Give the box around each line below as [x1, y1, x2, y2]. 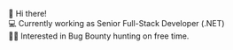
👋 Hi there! [8, 9, 48, 18]
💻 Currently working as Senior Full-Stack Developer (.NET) [8, 18, 225, 28]
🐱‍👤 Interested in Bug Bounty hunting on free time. [8, 31, 190, 41]
